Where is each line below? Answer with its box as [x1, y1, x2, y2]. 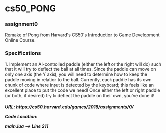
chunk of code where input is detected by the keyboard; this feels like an [5, 82, 154, 88]
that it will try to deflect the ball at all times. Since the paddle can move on [5, 66, 156, 72]
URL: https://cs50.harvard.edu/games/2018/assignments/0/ [5, 104, 134, 110]
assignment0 [5, 21, 38, 28]
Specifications [5, 50, 41, 57]
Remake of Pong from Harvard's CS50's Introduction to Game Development [5, 32, 160, 38]
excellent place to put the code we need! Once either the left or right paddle [5, 87, 160, 93]
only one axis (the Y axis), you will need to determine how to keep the [5, 71, 148, 77]
